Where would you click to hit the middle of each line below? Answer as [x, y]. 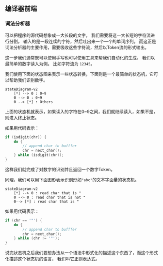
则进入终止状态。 [22, 117]
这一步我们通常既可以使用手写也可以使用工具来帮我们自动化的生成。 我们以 [80, 58]
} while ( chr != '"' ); [37, 238]
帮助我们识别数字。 [28, 80]
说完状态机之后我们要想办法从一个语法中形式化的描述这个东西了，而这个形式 [81, 253]
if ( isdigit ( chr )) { [26, 137]
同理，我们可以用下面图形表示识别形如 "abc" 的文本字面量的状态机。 [72, 180]
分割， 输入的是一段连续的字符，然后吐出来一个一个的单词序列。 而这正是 [82, 41]
